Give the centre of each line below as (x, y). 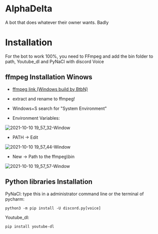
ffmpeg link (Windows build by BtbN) (50, 89)
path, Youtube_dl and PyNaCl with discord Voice (55, 61)
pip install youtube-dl (30, 227)
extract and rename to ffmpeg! (44, 99)
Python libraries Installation (49, 182)
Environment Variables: (36, 118)
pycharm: (15, 199)
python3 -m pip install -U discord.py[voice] (53, 208)
